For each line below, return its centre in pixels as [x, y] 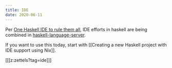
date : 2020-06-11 [24, 15]
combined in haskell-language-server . [46, 35]
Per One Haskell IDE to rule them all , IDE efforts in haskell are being [76, 29]
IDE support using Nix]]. [31, 50]
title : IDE [17, 10]
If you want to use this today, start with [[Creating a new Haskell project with [86, 44]
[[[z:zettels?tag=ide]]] [28, 60]
